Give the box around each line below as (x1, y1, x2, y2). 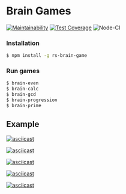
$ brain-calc (6, 86, 39, 92)
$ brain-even (6, 80, 39, 86)
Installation (6, 39, 40, 47)
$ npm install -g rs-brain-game (6, 53, 87, 59)
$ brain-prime (6, 102, 42, 108)
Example (6, 119, 40, 129)
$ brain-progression (6, 97, 58, 103)
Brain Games (6, 4, 71, 18)
